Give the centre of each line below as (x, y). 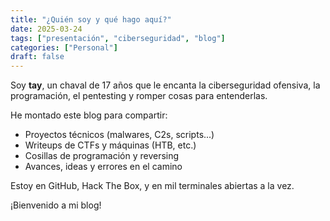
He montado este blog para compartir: (89, 115)
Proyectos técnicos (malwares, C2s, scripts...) (119, 135)
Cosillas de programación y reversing (102, 156)
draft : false (37, 57)
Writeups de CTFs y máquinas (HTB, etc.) (110, 145)
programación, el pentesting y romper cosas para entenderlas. (139, 96)
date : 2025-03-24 (46, 29)
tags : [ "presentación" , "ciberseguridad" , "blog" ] (118, 38)
